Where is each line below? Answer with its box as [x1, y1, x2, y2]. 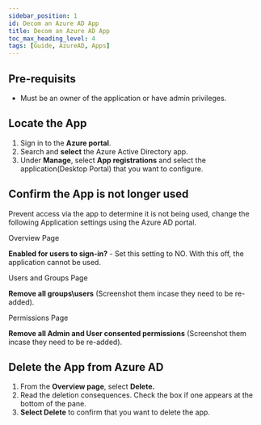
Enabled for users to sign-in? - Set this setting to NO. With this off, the [8, 248, 244, 259]
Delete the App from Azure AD [8, 360, 164, 374]
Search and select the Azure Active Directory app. [19, 146, 188, 156]
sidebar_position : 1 [8, 11, 78, 20]
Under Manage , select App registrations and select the [19, 155, 206, 165]
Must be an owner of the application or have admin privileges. [19, 93, 227, 103]
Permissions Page [8, 313, 69, 322]
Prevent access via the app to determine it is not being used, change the [8, 208, 250, 218]
